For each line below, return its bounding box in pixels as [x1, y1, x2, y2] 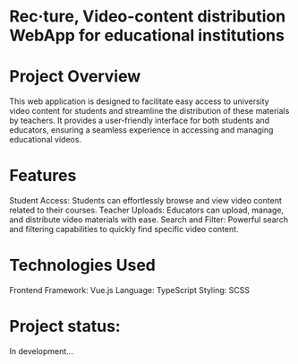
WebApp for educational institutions [9, 25, 285, 46]
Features [9, 166, 77, 186]
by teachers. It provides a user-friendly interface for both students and [9, 115, 270, 126]
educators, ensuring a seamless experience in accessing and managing [9, 125, 274, 135]
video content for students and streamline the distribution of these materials [9, 106, 290, 117]
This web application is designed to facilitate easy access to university [9, 96, 270, 107]
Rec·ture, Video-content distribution [9, 6, 286, 27]
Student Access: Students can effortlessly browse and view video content [9, 195, 282, 206]
